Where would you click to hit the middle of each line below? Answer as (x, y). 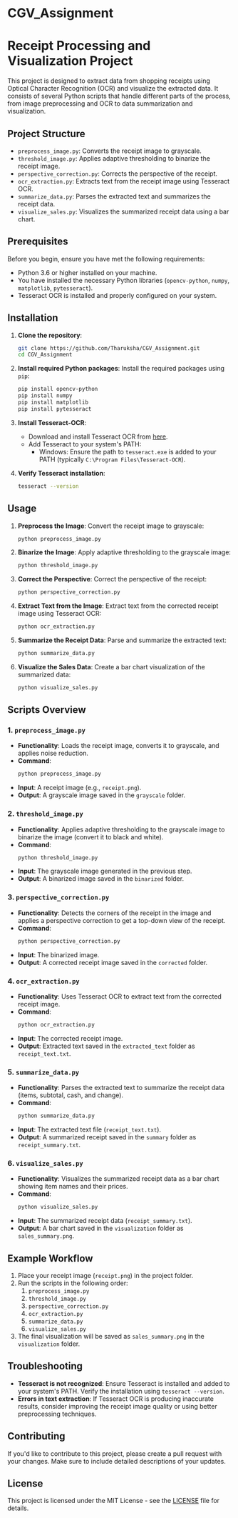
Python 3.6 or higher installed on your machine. (87, 272)
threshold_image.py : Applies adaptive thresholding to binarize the (114, 158)
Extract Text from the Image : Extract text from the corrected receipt (118, 606)
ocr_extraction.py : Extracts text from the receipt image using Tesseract (124, 181)
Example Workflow (50, 1258)
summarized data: (44, 674)
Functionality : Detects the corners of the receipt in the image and (114, 913)
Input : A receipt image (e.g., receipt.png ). (79, 788)
